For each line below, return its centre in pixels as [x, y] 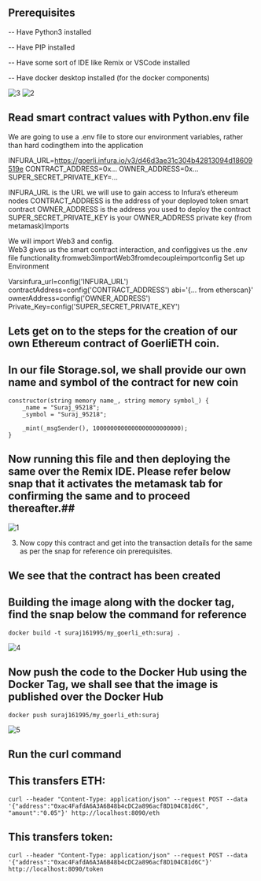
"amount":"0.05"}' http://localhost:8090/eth [84, 813]
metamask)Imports [39, 226]
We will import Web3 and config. [61, 241]
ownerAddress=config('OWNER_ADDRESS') [79, 298]
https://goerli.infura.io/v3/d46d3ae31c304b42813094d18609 [154, 160]
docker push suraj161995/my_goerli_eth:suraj [84, 715]
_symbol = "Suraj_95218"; [65, 414]
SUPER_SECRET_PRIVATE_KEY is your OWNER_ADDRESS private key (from [130, 217]
